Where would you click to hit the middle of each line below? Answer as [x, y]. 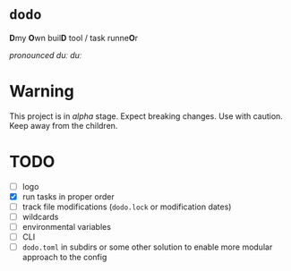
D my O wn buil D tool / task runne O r [74, 38]
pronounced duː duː [46, 55]
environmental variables [67, 227]
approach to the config [64, 258]
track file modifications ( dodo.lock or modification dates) [127, 207]
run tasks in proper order [68, 196]
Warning [42, 92]
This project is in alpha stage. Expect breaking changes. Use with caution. [146, 116]
